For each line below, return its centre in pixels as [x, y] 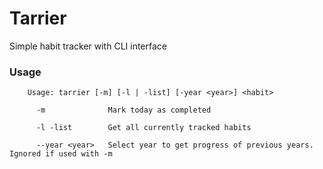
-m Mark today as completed [123, 110]
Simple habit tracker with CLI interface [88, 46]
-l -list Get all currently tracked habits [143, 128]
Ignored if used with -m [61, 154]
